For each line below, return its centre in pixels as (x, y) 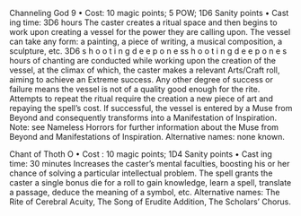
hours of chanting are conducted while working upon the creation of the (143, 60)
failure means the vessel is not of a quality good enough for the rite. (135, 89)
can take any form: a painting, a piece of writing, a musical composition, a (146, 41)
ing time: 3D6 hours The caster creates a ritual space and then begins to (143, 22)
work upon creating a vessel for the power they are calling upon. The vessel (150, 32)
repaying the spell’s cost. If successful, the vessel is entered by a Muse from (151, 108)
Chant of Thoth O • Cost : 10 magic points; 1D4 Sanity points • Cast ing (141, 154)
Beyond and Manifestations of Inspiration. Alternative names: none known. (147, 137)
